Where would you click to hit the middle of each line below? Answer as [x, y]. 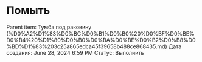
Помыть [28, 11]
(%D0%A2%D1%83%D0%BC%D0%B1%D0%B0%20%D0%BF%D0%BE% [100, 33]
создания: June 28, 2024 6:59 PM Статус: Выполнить [75, 52]
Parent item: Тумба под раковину [49, 27]
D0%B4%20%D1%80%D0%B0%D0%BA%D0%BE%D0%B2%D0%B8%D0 [101, 40]
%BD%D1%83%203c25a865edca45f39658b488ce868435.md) [87, 46]
